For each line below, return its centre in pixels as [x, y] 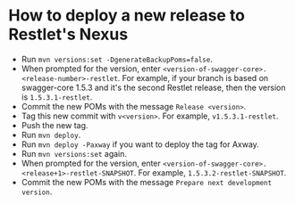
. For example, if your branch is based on [193, 78]
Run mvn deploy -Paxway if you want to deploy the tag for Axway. [140, 144]
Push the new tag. [55, 125]
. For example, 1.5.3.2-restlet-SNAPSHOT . [210, 172]
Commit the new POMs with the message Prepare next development [147, 182]
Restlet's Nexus [68, 34]
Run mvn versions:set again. [74, 153]
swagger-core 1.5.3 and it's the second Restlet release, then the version [153, 87]
